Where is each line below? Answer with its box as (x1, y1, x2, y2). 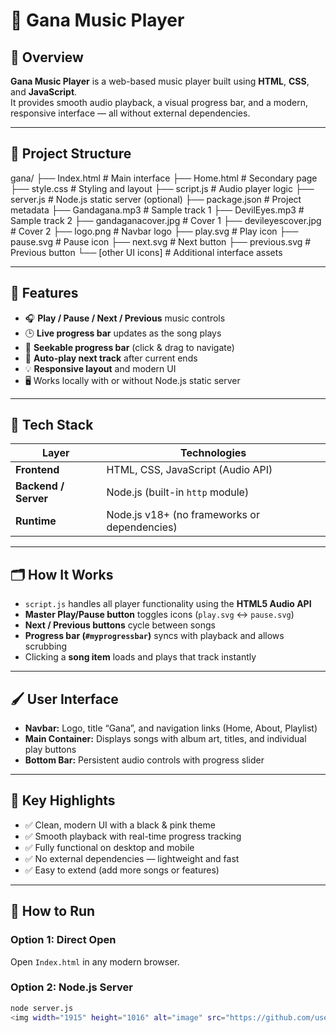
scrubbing (24, 640, 68, 653)
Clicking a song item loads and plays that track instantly (24, 651, 257, 663)
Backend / (15, 479, 65, 493)
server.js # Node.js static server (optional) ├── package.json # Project (10, 193, 302, 205)
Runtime (15, 514, 57, 528)
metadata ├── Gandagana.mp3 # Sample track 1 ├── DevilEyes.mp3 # (10, 204, 305, 216)
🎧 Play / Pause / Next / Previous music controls (24, 312, 226, 324)
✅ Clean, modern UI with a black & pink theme (24, 819, 216, 831)
